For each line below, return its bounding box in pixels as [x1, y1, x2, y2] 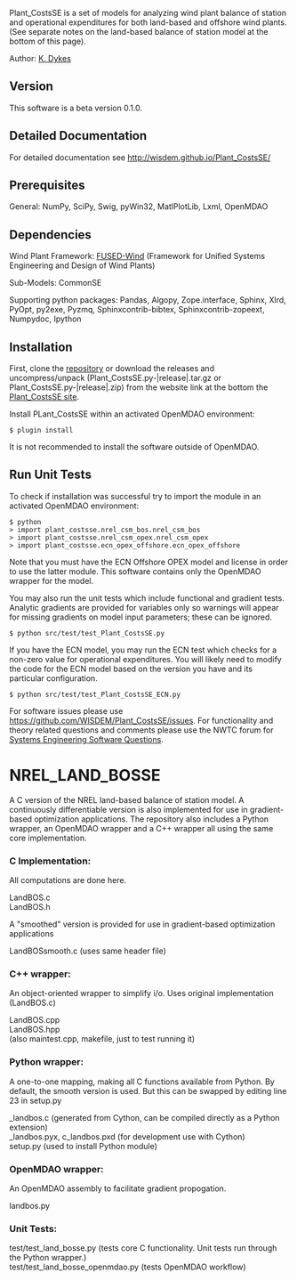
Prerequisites [9, 178, 85, 193]
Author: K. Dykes [9, 53, 71, 63]
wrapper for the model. [9, 575, 94, 586]
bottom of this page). [9, 36, 86, 46]
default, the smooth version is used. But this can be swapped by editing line [9, 1085, 287, 1096]
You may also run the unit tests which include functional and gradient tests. [9, 592, 285, 604]
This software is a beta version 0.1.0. [9, 102, 143, 113]
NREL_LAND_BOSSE [9, 766, 162, 786]
